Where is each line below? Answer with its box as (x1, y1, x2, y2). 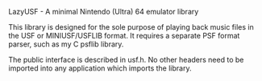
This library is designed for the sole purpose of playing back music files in (8, 22, 254, 31)
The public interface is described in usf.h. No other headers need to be (8, 55, 244, 64)
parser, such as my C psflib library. (8, 39, 124, 49)
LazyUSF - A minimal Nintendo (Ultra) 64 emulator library (8, 7, 199, 16)
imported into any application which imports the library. (8, 63, 192, 73)
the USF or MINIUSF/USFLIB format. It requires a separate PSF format (8, 31, 240, 40)
